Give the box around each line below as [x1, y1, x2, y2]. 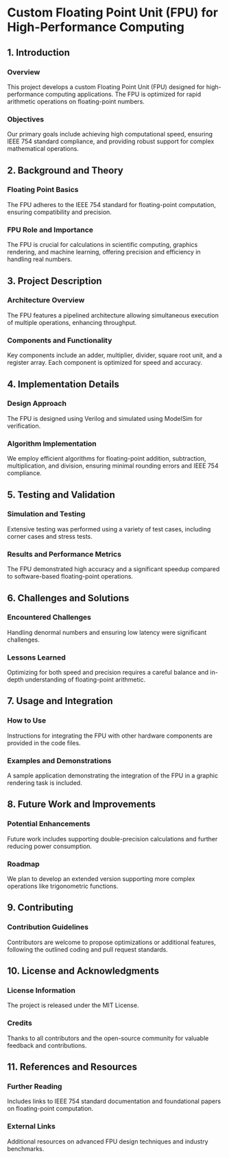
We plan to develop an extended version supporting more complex [7, 875, 195, 883]
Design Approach [7, 399, 67, 409]
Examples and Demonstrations [7, 756, 112, 765]
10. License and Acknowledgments [7, 965, 160, 977]
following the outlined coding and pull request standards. [7, 945, 168, 954]
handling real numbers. [7, 255, 73, 263]
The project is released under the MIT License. [7, 1001, 139, 1009]
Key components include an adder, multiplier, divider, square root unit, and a [7, 351, 223, 359]
